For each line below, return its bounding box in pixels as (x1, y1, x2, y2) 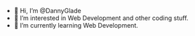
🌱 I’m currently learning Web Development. (13, 21, 138, 29)
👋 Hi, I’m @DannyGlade (13, 7, 82, 15)
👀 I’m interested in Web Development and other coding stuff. (13, 14, 189, 22)
